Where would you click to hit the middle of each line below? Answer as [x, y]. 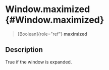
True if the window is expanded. [39, 62]
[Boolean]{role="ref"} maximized [52, 34]
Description [24, 50]
